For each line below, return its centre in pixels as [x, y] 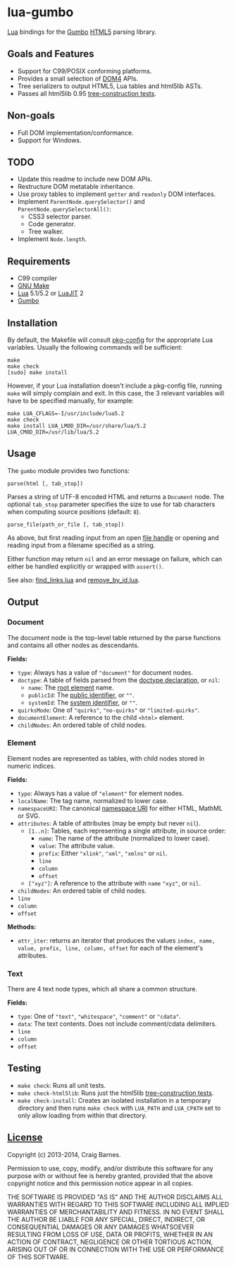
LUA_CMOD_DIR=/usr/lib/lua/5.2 [53, 432]
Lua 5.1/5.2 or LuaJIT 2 [50, 293]
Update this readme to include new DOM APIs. [85, 179]
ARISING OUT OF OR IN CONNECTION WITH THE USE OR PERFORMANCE [116, 1249]
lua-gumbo [41, 12]
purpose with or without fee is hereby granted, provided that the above [110, 1175]
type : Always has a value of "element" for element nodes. [101, 793]
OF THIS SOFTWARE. [38, 1256]
